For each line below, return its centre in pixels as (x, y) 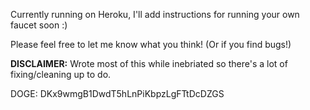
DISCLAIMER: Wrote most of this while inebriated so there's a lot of (149, 63)
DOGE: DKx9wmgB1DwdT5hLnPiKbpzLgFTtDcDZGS (117, 93)
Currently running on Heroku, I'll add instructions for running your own (155, 14)
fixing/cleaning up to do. (61, 74)
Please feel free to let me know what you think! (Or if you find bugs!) (151, 44)
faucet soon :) (39, 25)
